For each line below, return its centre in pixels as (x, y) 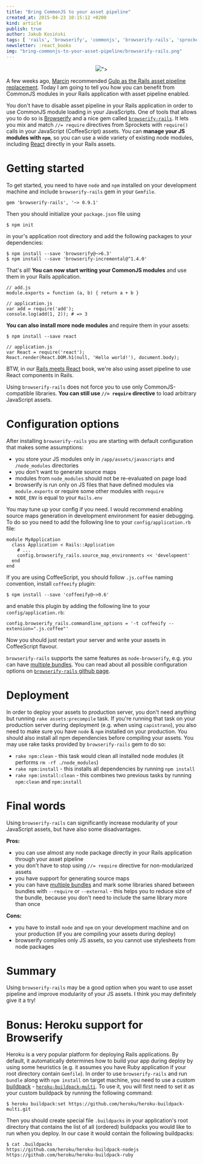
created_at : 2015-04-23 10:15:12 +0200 (56, 18)
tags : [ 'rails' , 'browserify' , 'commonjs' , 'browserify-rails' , (90, 40)
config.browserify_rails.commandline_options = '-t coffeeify (86, 623)
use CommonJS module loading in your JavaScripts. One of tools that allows (101, 112)
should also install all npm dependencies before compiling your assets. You (100, 737)
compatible (20, 393)
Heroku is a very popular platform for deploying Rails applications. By (92, 1055)
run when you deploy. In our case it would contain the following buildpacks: (100, 1133)
